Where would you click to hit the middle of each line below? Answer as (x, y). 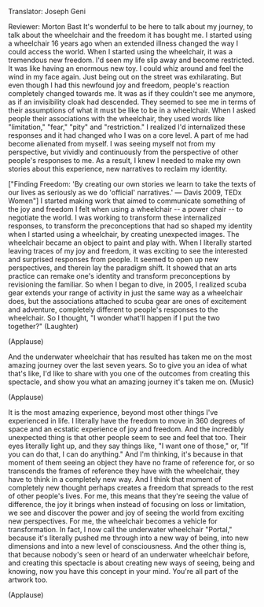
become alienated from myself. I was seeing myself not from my (112, 144)
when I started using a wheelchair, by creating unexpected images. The (124, 234)
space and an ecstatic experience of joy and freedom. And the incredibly (126, 429)
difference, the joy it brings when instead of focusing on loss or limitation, (127, 504)
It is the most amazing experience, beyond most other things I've (113, 412)
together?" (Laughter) (43, 326)
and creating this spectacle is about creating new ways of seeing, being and (132, 563)
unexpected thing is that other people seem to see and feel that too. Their (127, 437)
